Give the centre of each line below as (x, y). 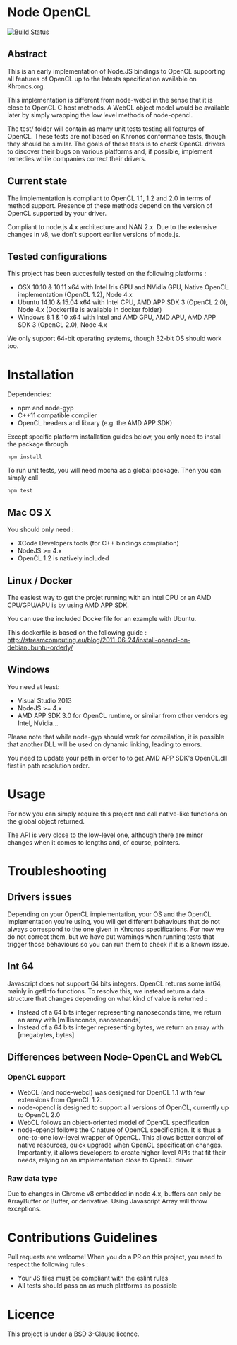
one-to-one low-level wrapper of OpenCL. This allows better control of (120, 1138)
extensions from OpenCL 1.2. (60, 1100)
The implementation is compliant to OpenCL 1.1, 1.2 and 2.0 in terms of (109, 198)
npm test (20, 491)
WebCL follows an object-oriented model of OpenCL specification (113, 1123)
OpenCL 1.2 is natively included (63, 558)
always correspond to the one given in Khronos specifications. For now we (116, 929)
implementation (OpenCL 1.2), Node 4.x (75, 295)
